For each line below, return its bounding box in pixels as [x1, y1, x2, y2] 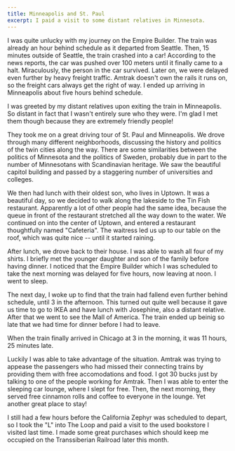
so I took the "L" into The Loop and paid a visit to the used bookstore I [7, 420, 209, 429]
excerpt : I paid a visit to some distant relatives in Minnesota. [7, 17, 206, 24]
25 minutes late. [7, 341, 54, 349]
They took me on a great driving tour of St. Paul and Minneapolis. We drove [7, 130, 225, 139]
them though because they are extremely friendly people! [7, 116, 174, 125]
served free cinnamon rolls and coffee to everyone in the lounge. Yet [7, 392, 206, 400]
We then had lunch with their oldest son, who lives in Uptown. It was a [7, 189, 210, 197]
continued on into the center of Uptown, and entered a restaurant [7, 218, 196, 227]
